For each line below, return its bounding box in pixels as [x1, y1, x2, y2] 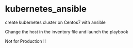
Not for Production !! [5, 38, 46, 44]
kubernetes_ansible [5, 3, 87, 15]
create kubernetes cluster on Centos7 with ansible [5, 19, 106, 25]
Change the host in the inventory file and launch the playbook [5, 29, 129, 34]
